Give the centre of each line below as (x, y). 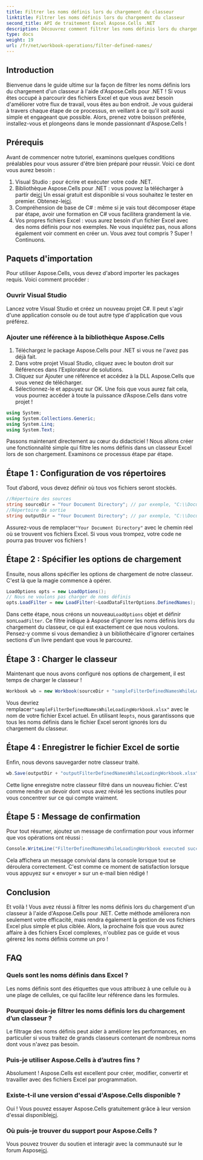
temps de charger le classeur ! (44, 680)
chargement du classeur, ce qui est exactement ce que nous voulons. (93, 627)
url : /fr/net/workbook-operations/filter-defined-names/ (79, 46)
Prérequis (25, 143)
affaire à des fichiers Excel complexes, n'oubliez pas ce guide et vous (93, 933)
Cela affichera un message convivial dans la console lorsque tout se (91, 860)
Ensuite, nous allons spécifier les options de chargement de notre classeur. (100, 574)
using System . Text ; (31, 430)
